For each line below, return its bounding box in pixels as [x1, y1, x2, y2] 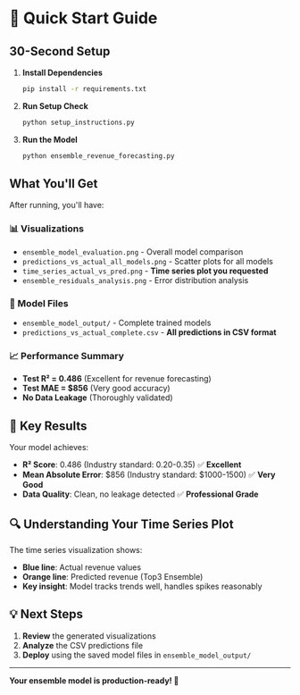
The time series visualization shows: [9, 544, 143, 555]
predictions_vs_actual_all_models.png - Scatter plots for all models [21, 255, 274, 266]
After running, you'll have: [9, 200, 104, 211]
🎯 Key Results [9, 418, 87, 433]
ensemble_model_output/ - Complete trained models [21, 317, 212, 329]
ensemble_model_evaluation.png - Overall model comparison [21, 246, 244, 257]
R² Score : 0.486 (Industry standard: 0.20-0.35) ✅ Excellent [21, 459, 242, 470]
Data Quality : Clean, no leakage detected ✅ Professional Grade [21, 489, 259, 499]
